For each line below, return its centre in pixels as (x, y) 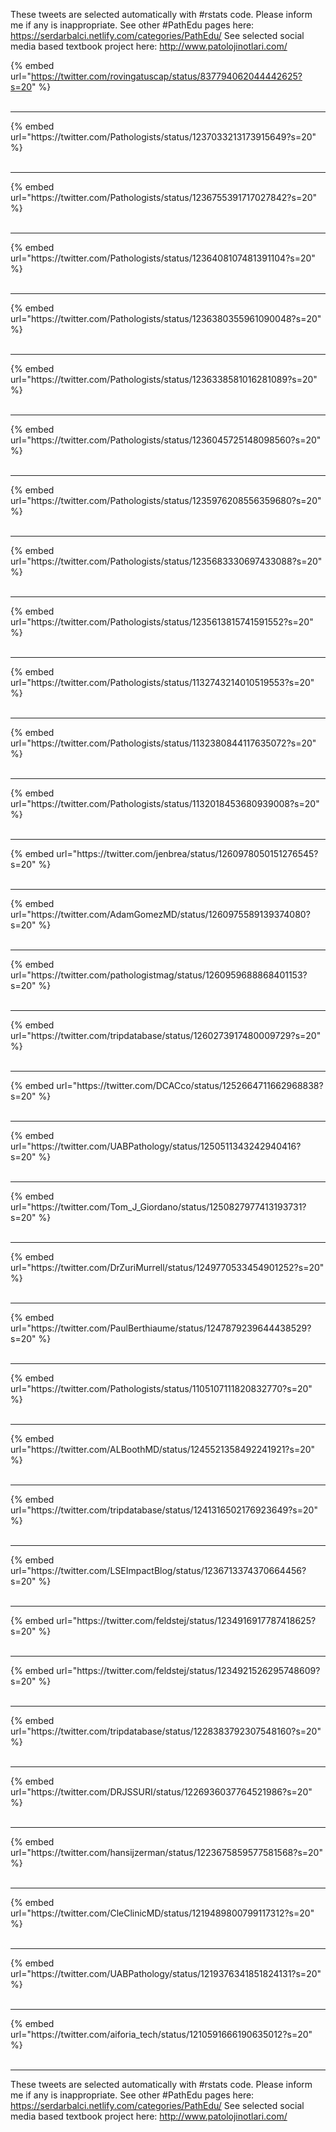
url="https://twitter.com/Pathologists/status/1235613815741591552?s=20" (162, 622)
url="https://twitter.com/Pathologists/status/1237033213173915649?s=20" (163, 137)
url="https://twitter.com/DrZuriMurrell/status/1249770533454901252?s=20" (167, 1267)
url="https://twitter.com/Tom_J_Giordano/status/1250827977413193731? (158, 1207)
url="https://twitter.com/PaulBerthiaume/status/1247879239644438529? (161, 1328)
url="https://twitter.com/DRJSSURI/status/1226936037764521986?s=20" (161, 1792)
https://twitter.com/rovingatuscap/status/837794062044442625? (166, 76)
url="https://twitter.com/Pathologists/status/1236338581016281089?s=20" (164, 379)
